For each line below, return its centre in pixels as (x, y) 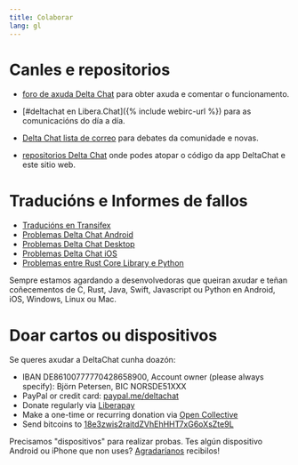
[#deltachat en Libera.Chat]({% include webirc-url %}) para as (137, 111)
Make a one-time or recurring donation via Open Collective (130, 415)
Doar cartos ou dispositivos (113, 335)
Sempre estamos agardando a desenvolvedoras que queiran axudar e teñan (149, 280)
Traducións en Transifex (66, 225)
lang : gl (25, 26)
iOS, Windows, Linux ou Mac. (63, 300)
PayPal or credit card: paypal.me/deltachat (101, 396)
